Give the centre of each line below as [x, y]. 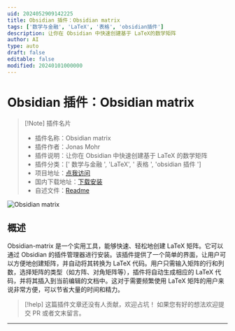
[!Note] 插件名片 [48, 123]
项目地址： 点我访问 [63, 172]
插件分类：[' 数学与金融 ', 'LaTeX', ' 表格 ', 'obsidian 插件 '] [118, 164]
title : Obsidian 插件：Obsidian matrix [64, 20]
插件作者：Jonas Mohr [67, 147]
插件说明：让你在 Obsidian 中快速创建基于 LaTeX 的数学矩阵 [121, 155]
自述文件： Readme [62, 190]
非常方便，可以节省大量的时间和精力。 [68, 290]
